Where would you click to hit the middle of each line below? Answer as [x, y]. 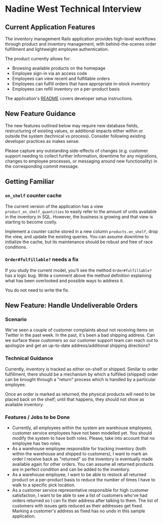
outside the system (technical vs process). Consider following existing [75, 136]
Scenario [16, 319]
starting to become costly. [31, 222]
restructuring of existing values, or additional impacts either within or [74, 131]
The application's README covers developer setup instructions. [69, 98]
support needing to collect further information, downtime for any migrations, [81, 156]
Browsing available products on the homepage [59, 68]
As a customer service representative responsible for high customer [80, 490]
